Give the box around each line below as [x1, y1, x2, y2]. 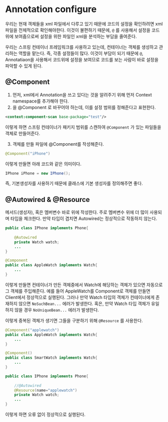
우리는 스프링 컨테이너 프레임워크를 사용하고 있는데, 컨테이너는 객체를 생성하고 [5, 44, 158, 50]
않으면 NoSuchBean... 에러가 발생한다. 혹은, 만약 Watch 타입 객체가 [18, 300, 150, 306]
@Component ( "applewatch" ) [5, 328, 59, 333]
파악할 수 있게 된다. [5, 63, 43, 69]
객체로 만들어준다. [5, 130, 41, 136]
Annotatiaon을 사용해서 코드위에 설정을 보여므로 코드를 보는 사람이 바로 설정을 [5, 56, 159, 62]
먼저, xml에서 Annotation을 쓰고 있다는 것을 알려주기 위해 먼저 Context [12, 91, 152, 97]
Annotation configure [5, 4, 97, 15]
